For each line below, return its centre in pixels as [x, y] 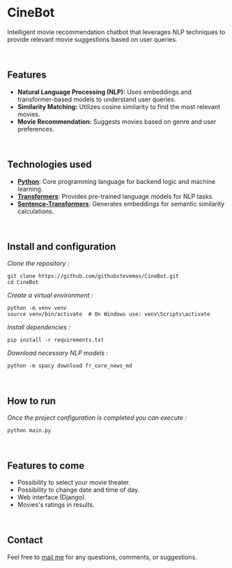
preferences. [36, 129]
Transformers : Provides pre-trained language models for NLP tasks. [116, 196]
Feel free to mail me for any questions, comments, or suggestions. [102, 557]
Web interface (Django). [52, 497]
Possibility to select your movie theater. [74, 482]
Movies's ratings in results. [56, 505]
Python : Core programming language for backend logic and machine [116, 181]
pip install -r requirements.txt [56, 340]
